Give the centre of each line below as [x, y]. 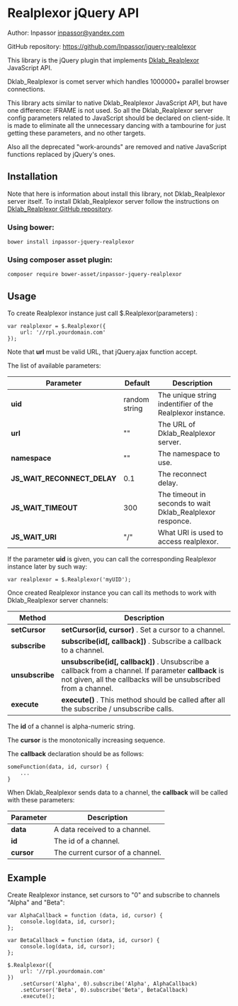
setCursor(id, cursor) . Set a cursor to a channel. [143, 630]
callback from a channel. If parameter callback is [143, 671]
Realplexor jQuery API [73, 13]
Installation [33, 176]
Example [27, 878]
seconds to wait [185, 503]
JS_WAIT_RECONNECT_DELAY [64, 479]
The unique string [188, 395]
